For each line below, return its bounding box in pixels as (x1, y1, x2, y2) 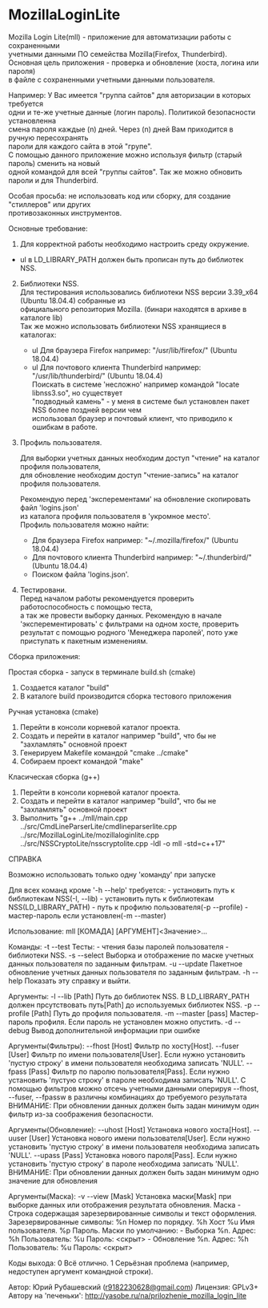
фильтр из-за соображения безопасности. (8, 1109, 154, 1119)
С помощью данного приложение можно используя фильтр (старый (8, 150, 242, 160)
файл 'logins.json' (19, 503, 79, 512)
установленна (8, 115, 57, 125)
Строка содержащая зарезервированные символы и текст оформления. (8, 1209, 258, 1218)
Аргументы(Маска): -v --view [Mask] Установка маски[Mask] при (8, 1191, 232, 1201)
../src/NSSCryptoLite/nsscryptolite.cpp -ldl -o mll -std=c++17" (19, 838, 226, 848)
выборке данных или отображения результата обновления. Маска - (8, 1200, 242, 1209)
